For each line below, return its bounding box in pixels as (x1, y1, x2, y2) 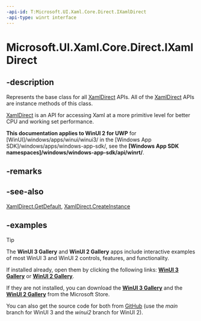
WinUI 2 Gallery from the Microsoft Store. (6, 290, 110, 297)
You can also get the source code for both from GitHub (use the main (6, 302, 178, 310)
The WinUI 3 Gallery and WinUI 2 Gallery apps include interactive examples (6, 248, 196, 255)
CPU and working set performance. (6, 118, 94, 125)
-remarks (6, 166, 42, 176)
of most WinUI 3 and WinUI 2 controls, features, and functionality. (6, 254, 170, 261)
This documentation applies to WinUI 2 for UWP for (6, 129, 137, 136)
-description (6, 77, 54, 87)
